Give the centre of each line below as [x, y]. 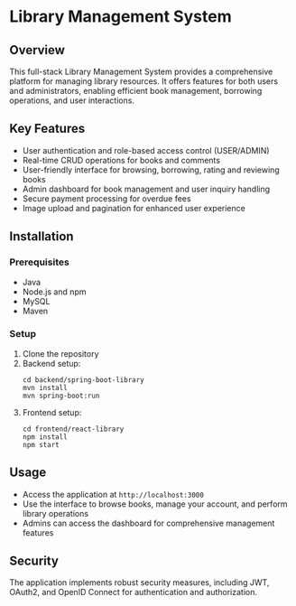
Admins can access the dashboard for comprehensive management [148, 523]
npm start [41, 444]
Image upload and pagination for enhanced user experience [134, 208]
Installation [42, 237]
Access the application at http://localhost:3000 [113, 494]
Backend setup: [51, 363]
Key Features [47, 129]
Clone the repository [60, 353]
